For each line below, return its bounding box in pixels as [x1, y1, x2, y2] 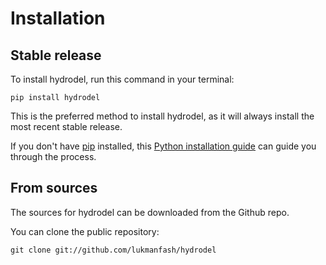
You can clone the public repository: [10, 225, 160, 237]
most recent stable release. [10, 121, 123, 132]
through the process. [10, 151, 97, 162]
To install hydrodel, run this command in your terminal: [10, 73, 235, 85]
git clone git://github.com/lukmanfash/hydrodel [10, 245, 217, 255]
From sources [10, 180, 98, 197]
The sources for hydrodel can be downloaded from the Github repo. [10, 206, 290, 218]
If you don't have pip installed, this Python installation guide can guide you [10, 140, 317, 152]
